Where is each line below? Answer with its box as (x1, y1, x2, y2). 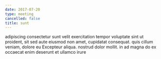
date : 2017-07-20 (5, 7, 40, 12)
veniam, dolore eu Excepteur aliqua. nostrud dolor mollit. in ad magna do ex (5, 44, 157, 50)
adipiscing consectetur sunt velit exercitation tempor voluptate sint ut (5, 34, 144, 40)
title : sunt (5, 20, 29, 26)
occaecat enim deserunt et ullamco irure (5, 49, 87, 55)
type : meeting (5, 12, 34, 16)
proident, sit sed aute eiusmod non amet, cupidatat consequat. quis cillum (5, 39, 153, 45)
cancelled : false (5, 16, 40, 21)
